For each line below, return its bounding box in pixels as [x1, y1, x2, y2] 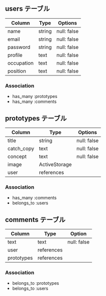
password [7, 44, 30, 50]
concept [7, 153, 27, 160]
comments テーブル [5, 215, 66, 224]
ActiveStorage [39, 161, 72, 168]
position [7, 68, 26, 74]
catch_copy [7, 145, 34, 152]
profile [7, 51, 23, 58]
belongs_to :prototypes [12, 280, 59, 286]
